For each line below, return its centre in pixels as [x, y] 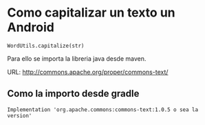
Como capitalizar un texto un [91, 13]
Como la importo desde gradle [73, 94]
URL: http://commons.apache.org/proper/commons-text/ [88, 72]
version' [20, 115]
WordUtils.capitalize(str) [46, 46]
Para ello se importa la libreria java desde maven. [77, 58]
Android [31, 27]
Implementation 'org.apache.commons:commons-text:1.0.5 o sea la [102, 109]
